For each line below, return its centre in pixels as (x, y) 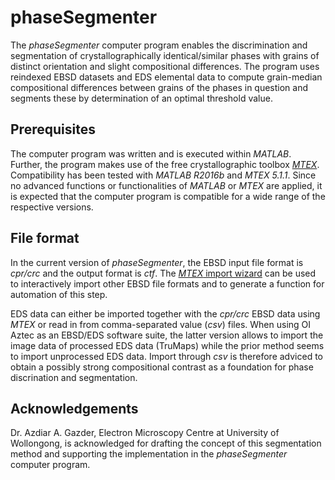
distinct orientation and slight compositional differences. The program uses (165, 66)
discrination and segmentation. (74, 377)
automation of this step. (59, 294)
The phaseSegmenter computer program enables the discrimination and (159, 45)
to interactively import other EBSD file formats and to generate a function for (167, 283)
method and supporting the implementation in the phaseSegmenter (149, 454)
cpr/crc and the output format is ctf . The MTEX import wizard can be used (163, 273)
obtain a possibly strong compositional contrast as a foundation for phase (162, 367)
